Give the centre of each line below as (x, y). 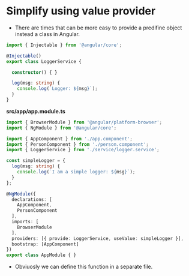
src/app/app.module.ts (36, 111)
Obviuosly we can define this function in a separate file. (84, 267)
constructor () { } (35, 72)
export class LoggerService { (44, 61)
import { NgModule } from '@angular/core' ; (61, 128)
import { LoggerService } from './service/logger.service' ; (83, 150)
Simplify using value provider (81, 11)
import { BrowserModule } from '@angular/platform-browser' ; (84, 122)
